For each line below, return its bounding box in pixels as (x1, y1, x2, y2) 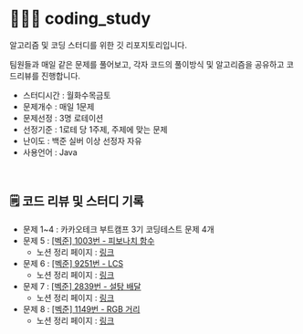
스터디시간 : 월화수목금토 (22, 89, 111, 100)
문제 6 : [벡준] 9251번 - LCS (22, 257, 124, 268)
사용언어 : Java (22, 146, 78, 158)
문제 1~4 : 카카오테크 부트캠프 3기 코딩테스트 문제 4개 (22, 224, 214, 235)
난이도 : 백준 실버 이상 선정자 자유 (22, 135, 142, 146)
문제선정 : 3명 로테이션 (22, 112, 104, 123)
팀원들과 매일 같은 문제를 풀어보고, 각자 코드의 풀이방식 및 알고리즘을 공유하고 (9, 58, 285, 69)
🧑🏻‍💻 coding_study (9, 8, 151, 29)
